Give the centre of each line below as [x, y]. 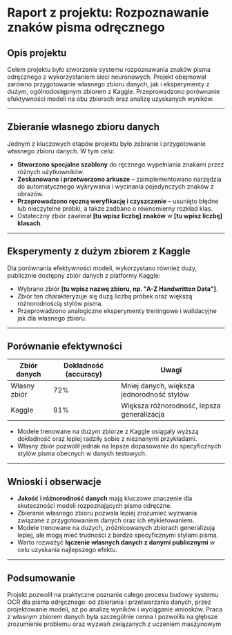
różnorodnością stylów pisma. [60, 303]
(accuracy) [84, 375]
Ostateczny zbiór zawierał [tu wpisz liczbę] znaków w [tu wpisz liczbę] [120, 216]
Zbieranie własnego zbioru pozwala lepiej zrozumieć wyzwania [107, 513]
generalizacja [143, 415]
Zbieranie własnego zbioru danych [84, 127]
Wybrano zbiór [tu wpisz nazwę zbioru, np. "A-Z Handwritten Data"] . [117, 289]
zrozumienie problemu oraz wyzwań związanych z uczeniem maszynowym [114, 624]
